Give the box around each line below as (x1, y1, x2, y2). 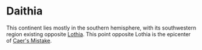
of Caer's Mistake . (6, 37, 53, 44)
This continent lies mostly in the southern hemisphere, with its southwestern (6, 24, 197, 31)
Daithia (6, 4, 43, 18)
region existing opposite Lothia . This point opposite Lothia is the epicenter (6, 30, 191, 37)
